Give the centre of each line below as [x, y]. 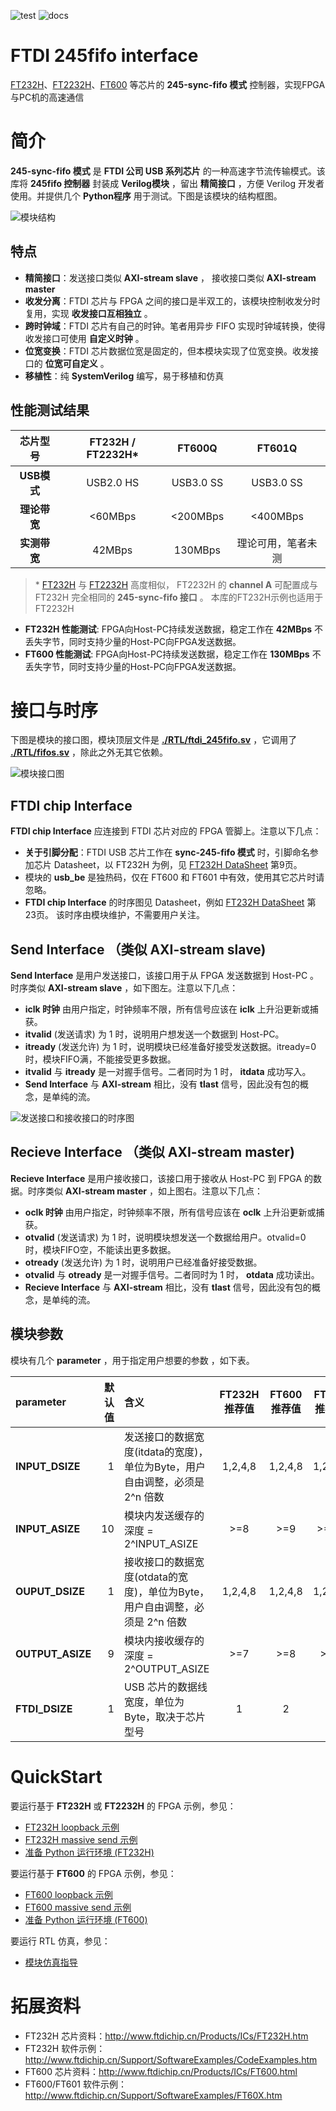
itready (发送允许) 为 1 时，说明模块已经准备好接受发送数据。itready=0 [170, 1047]
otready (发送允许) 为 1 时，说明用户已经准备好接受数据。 [143, 1262]
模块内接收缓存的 [164, 1640]
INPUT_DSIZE [48, 1466]
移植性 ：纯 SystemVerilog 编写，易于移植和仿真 [124, 376]
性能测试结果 [50, 410]
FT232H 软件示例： [65, 2048]
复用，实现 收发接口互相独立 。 [88, 313]
